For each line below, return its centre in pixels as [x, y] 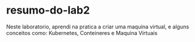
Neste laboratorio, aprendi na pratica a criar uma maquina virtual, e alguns [98, 27]
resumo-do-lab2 [48, 10]
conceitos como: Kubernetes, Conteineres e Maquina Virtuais [82, 33]
